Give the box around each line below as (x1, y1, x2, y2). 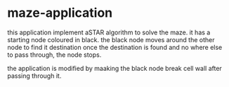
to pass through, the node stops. (7, 51, 102, 59)
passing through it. (7, 72, 62, 80)
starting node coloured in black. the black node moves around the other (7, 35, 215, 43)
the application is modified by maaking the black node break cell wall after (7, 64, 223, 72)
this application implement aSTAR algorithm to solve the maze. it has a (7, 28, 211, 36)
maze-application (7, 5, 113, 21)
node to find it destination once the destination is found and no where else (7, 43, 223, 51)
